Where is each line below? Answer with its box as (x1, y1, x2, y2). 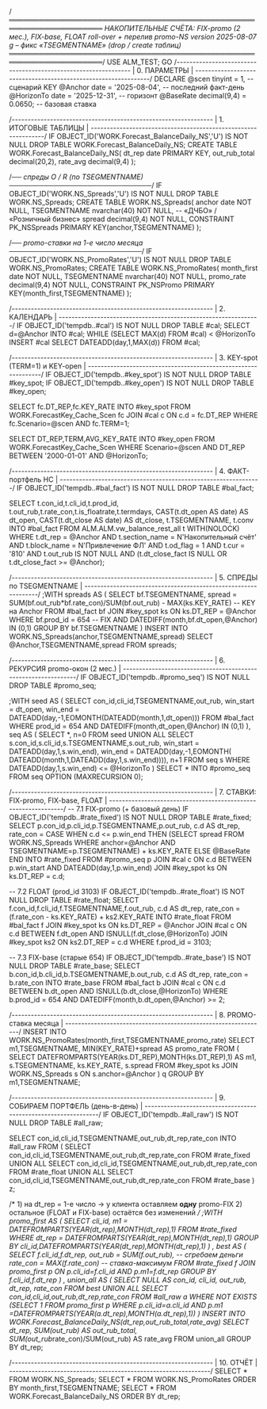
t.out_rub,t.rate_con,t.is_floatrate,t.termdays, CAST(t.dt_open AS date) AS (9, 507, 249, 516)
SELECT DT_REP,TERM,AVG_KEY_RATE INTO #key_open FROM (9, 434, 216, 443)
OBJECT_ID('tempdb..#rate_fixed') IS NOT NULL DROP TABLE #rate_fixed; (9, 812, 252, 822)
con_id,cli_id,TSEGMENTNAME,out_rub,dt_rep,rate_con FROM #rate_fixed (9, 1151, 250, 1159)
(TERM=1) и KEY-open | (9, 361, 86, 371)
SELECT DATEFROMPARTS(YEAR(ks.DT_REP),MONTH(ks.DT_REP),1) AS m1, (9, 1052, 257, 1061)
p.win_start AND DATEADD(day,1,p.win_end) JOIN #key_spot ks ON (9, 863, 228, 873)
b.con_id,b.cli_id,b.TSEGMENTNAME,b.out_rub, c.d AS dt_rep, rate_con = (9, 970, 249, 979)
